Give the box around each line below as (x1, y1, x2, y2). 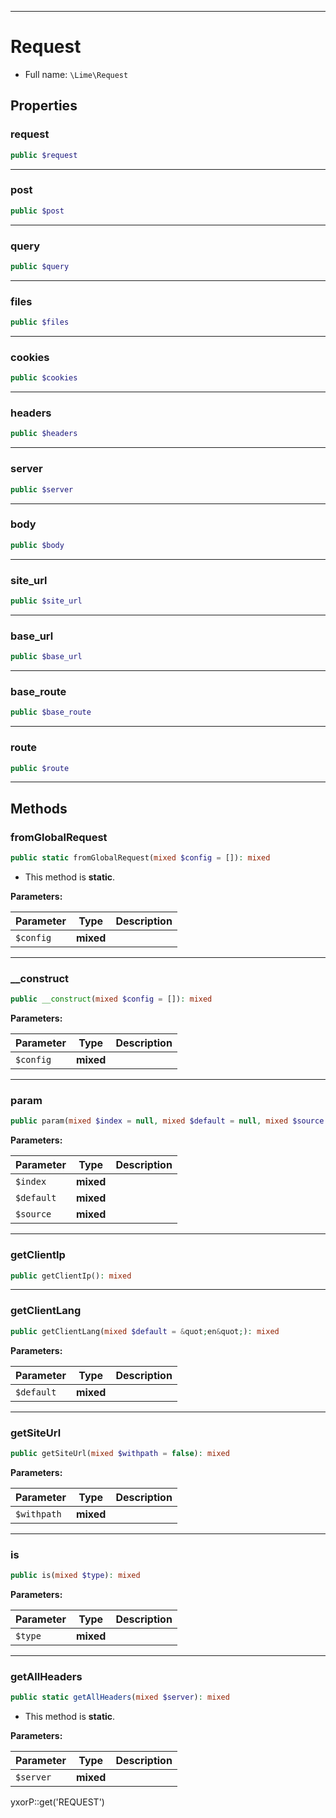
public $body (10, 540, 65, 550)
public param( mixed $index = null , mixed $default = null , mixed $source (10, 1116, 325, 1126)
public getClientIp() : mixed (10, 1271, 132, 1281)
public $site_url (10, 596, 83, 606)
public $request (10, 150, 78, 160)
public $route (10, 763, 70, 773)
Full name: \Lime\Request (24, 68, 129, 80)
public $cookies (10, 373, 78, 383)
